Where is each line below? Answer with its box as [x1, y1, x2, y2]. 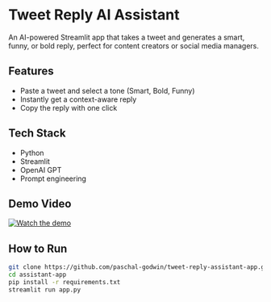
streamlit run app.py [8, 285, 81, 294]
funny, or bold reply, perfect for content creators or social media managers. [8, 40, 260, 50]
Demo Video [8, 196, 72, 211]
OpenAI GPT [19, 165, 62, 174]
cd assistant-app [8, 271, 67, 279]
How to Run [8, 241, 68, 255]
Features [8, 65, 54, 78]
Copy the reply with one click [19, 103, 118, 112]
